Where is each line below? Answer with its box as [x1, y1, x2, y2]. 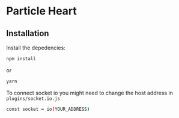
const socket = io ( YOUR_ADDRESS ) [6, 106, 90, 112]
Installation [6, 28, 49, 39]
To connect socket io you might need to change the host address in [6, 89, 173, 96]
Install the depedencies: [6, 44, 66, 51]
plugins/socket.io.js [6, 95, 61, 102]
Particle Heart [6, 4, 77, 18]
